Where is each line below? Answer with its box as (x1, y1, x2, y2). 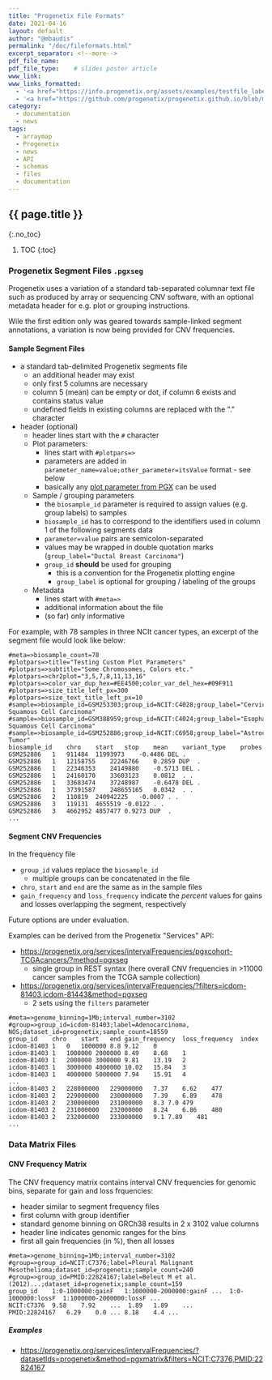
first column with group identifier (19, 1210, 130, 1220)
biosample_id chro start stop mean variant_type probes (8, 743, 263, 752)
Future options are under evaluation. (8, 915, 130, 925)
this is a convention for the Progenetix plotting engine (56, 568, 236, 578)
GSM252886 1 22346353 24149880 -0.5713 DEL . (8, 765, 201, 773)
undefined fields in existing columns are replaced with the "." (32, 404, 236, 414)
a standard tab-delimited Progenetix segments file (19, 361, 188, 371)
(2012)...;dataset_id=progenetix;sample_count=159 (8, 1280, 183, 1288)
